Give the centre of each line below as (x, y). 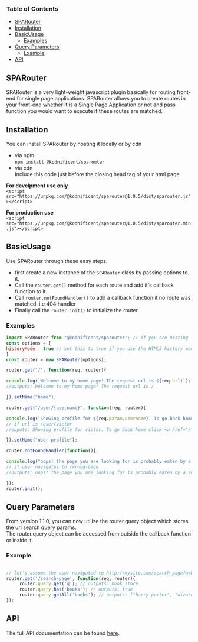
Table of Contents (32, 9)
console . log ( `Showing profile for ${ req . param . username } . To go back (93, 419)
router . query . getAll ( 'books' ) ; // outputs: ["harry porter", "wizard (106, 595)
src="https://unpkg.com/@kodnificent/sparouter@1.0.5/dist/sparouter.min (99, 223)
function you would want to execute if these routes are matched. (85, 111)
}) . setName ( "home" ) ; (32, 397)
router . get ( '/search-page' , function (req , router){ (71, 578)
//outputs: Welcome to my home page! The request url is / (80, 387)
